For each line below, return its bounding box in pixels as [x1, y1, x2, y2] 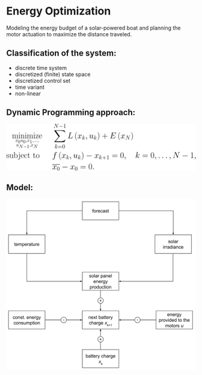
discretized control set [14, 77, 71, 84]
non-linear [14, 89, 41, 97]
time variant [14, 83, 45, 91]
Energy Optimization [6, 4, 111, 18]
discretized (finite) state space [14, 71, 91, 78]
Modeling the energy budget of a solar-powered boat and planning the [6, 24, 182, 31]
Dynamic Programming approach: [6, 107, 136, 118]
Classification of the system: [6, 48, 117, 59]
